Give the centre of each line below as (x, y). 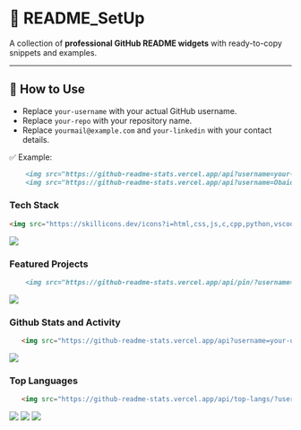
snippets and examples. (53, 52)
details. (36, 139)
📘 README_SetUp (77, 18)
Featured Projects (49, 264)
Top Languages (44, 381)
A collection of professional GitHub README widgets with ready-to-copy (146, 43)
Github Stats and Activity (65, 322)
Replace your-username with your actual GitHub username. (129, 110)
